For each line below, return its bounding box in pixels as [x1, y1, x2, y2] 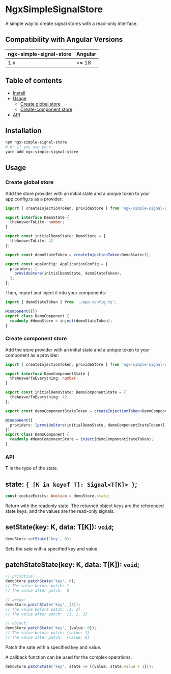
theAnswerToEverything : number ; [10, 376, 79, 381]
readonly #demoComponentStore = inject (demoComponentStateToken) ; [10, 437, 154, 442]
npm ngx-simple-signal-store [5, 140, 67, 145]
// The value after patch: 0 [5, 588, 70, 593]
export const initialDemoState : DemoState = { [5, 234, 106, 239]
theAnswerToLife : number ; [10, 219, 65, 225]
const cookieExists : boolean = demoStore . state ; [5, 493, 110, 498]
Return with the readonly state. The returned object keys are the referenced [5, 503, 164, 509]
